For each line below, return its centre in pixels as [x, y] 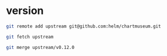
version [25, 11]
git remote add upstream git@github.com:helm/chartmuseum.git [83, 26]
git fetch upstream [30, 37]
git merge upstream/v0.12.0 [40, 47]
